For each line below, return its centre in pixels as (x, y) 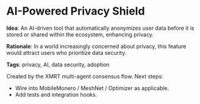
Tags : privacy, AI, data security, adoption (58, 64)
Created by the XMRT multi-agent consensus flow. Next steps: (85, 76)
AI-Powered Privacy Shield (76, 11)
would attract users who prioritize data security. (66, 52)
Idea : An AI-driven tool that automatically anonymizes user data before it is (100, 28)
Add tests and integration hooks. (56, 94)
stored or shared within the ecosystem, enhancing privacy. (80, 34)
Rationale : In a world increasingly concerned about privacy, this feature (96, 46)
